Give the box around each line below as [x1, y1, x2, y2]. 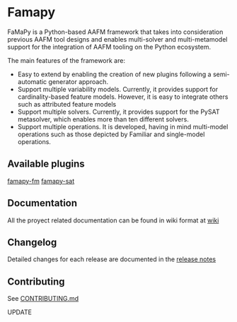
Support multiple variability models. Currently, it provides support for [17, 85, 218, 93]
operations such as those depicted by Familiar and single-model [17, 130, 205, 138]
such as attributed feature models [17, 100, 117, 108]
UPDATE [7, 308, 32, 316]
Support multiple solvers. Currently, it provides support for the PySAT [17, 107, 220, 116]
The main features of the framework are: [7, 56, 126, 64]
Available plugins [7, 158, 85, 170]
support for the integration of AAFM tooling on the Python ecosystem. [7, 42, 211, 51]
